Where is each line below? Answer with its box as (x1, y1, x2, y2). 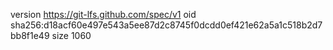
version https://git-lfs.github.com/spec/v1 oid (10, 9, 197, 20)
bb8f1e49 (10, 30, 50, 41)
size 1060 (51, 30, 92, 41)
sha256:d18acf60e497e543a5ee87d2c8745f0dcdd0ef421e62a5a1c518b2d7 (10, 19, 323, 31)
